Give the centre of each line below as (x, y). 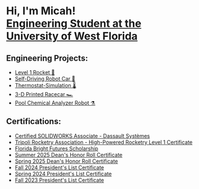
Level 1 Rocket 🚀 (35, 72)
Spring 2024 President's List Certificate (63, 174)
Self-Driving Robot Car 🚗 (45, 79)
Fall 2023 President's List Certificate (59, 180)
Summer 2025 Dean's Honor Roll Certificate (69, 155)
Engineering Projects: (47, 58)
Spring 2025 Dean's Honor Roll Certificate (66, 161)
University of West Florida (72, 36)
